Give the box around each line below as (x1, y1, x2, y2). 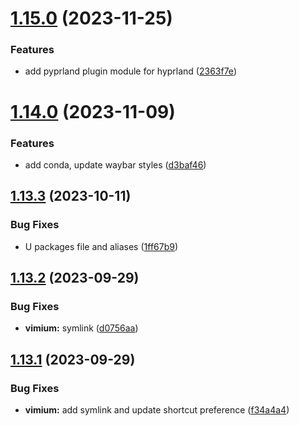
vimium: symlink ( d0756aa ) (24, 322, 139, 334)
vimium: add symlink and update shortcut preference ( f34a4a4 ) (24, 404, 290, 416)
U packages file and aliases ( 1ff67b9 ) (24, 240, 179, 252)
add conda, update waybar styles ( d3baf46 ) (24, 158, 207, 171)
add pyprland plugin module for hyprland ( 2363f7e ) (24, 65, 237, 77)
